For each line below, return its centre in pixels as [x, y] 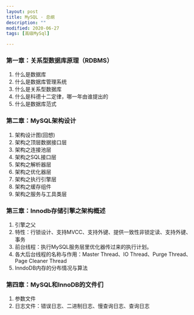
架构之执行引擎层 [35, 179]
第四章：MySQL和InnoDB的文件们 [55, 284]
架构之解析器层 [33, 164]
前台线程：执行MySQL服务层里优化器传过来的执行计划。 [83, 247]
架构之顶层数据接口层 [41, 142]
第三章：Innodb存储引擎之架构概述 [56, 210]
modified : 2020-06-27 [33, 28]
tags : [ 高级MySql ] [28, 34]
